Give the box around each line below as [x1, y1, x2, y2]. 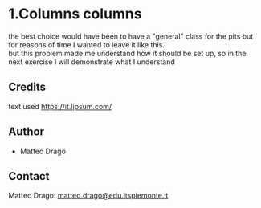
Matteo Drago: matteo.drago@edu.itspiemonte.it [8, 190, 169, 201]
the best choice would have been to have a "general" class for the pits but [8, 31, 254, 41]
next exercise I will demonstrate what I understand [8, 57, 175, 67]
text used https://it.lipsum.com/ [8, 101, 112, 111]
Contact [8, 169, 50, 183]
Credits [8, 80, 47, 94]
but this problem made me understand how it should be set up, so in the [8, 48, 247, 58]
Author [8, 125, 44, 139]
